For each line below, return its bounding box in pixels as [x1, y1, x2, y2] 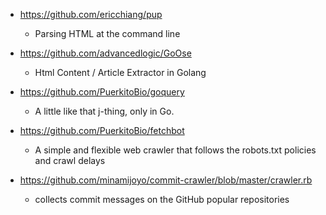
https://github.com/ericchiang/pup [19, 9, 163, 20]
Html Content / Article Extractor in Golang [34, 67, 207, 78]
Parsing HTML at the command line [34, 28, 181, 39]
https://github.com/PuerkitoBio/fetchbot [19, 125, 185, 136]
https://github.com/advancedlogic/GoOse [19, 47, 192, 59]
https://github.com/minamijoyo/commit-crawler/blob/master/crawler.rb [19, 174, 313, 186]
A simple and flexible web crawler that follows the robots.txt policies [34, 144, 317, 156]
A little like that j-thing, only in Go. [34, 105, 175, 117]
